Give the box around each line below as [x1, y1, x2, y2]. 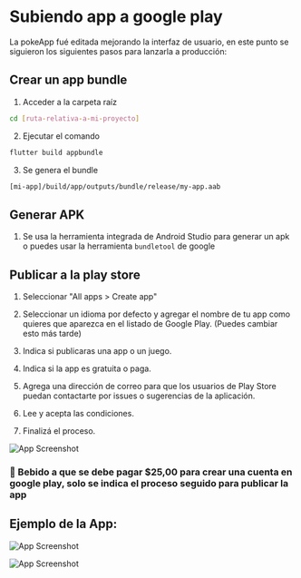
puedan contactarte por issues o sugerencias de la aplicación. [22, 390, 256, 401]
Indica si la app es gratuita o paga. [22, 363, 151, 374]
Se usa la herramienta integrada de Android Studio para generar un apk [22, 231, 290, 242]
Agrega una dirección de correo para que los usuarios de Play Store [22, 381, 277, 391]
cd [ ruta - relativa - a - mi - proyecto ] [9, 113, 141, 123]
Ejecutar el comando [22, 130, 101, 142]
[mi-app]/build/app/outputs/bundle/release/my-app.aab [9, 181, 221, 191]
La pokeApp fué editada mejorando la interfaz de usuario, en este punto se [9, 36, 289, 47]
